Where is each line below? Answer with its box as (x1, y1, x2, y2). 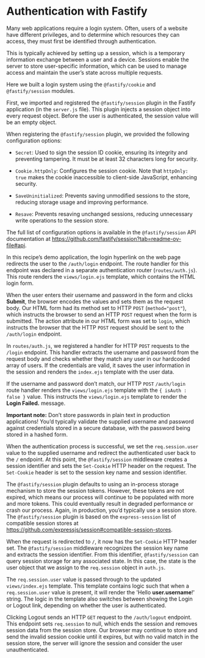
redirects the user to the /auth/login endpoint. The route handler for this (6, 260, 189, 267)
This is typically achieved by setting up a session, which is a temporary (6, 49, 185, 56)
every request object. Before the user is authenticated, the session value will (6, 112, 199, 119)
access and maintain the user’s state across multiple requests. (6, 68, 163, 76)
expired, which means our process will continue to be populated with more (6, 493, 194, 501)
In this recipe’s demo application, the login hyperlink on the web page (6, 253, 181, 261)
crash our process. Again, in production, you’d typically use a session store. (6, 506, 197, 514)
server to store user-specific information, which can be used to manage (6, 62, 187, 70)
